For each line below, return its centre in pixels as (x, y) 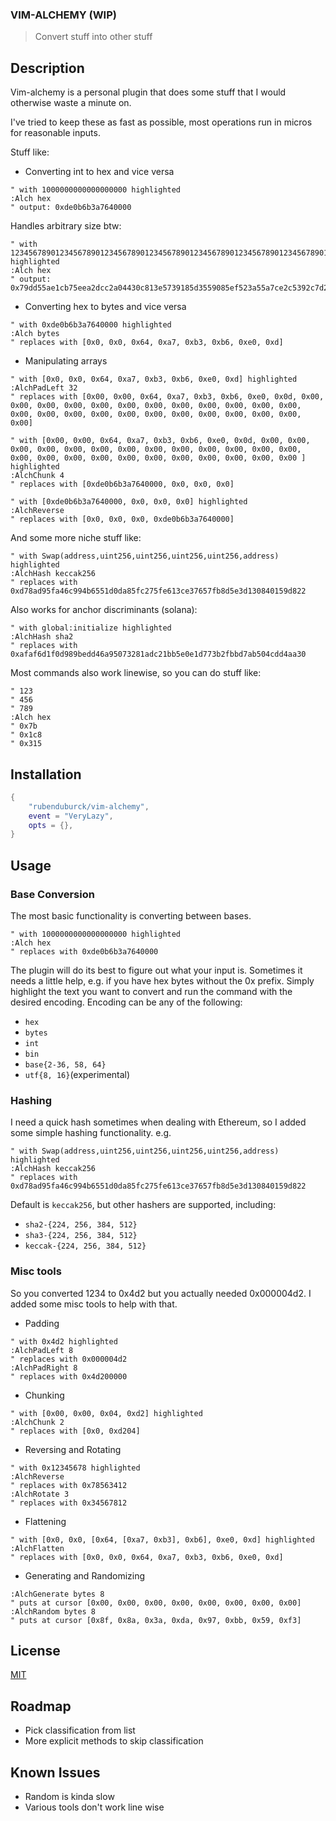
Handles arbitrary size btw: (66, 226)
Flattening (45, 1521)
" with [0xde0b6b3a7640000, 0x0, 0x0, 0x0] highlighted (129, 502)
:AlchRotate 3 (40, 1494)
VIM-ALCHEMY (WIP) (63, 15)
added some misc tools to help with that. (94, 1304)
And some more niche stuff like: (76, 538)
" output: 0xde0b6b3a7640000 (71, 208)
